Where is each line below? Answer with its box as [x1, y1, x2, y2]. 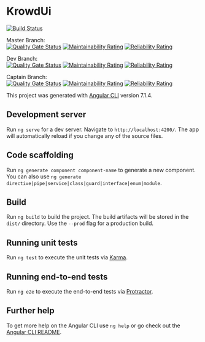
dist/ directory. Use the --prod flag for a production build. [6, 219, 153, 227]
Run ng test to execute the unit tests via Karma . [6, 254, 128, 261]
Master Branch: [6, 36, 45, 44]
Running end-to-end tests [6, 272, 108, 282]
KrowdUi [6, 4, 52, 18]
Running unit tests [6, 237, 78, 248]
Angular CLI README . [6, 328, 62, 335]
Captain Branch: [6, 73, 47, 80]
